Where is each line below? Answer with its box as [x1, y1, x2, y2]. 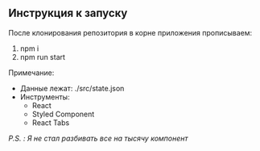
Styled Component [31, 109, 95, 119]
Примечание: [8, 68, 55, 78]
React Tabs [31, 117, 70, 128]
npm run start [19, 52, 66, 61]
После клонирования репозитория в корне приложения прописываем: [8, 27, 253, 37]
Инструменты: [19, 92, 70, 102]
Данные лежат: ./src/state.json [19, 83, 125, 93]
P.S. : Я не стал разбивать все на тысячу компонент [8, 133, 188, 143]
